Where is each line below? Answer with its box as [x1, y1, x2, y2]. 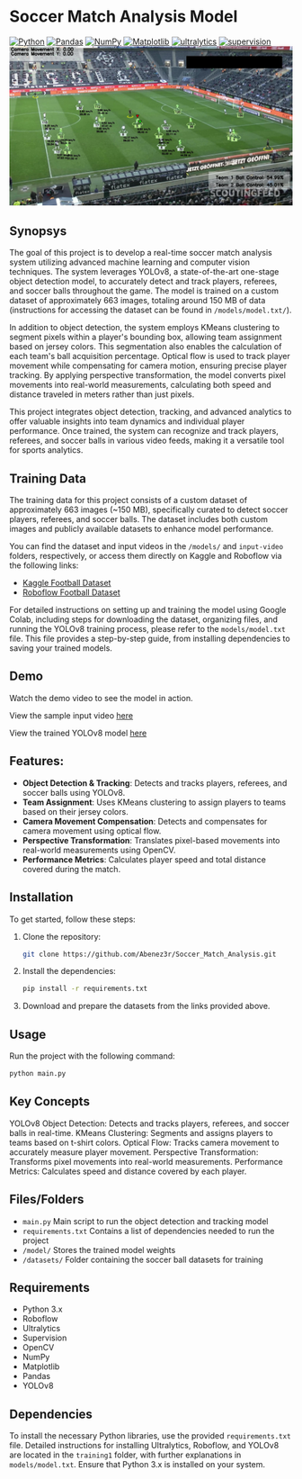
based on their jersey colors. [22, 806, 129, 816]
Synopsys [9, 223, 67, 239]
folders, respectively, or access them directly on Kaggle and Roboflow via [9, 551, 282, 562]
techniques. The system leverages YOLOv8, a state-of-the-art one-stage [9, 266, 280, 277]
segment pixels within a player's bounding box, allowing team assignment [9, 331, 282, 343]
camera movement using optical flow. [22, 825, 162, 836]
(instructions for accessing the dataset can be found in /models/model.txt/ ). [9, 304, 292, 316]
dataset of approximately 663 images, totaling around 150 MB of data [9, 295, 266, 306]
